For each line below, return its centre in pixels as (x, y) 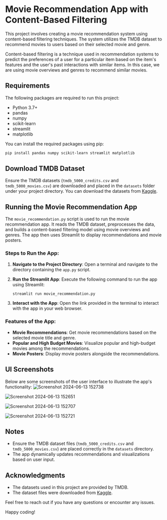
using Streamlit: (28, 284)
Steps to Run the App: (32, 253)
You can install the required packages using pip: (55, 144)
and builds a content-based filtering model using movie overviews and (78, 230)
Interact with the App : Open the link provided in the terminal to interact (85, 303)
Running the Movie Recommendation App (71, 207)
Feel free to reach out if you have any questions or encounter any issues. (80, 502)
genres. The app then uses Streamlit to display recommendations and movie (83, 235)
